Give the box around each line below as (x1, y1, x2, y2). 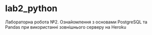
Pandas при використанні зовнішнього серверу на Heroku (5, 24, 127, 30)
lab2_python (5, 3, 58, 14)
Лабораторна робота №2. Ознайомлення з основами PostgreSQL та (5, 19, 148, 25)
